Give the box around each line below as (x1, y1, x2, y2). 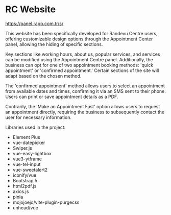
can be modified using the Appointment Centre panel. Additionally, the (5, 56, 153, 62)
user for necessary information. (5, 114, 72, 121)
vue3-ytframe (12, 156, 42, 162)
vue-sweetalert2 (12, 166, 48, 173)
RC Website (5, 4, 56, 15)
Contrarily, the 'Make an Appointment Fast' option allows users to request (5, 103, 160, 109)
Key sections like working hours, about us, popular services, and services (5, 51, 160, 57)
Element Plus (12, 134, 40, 140)
